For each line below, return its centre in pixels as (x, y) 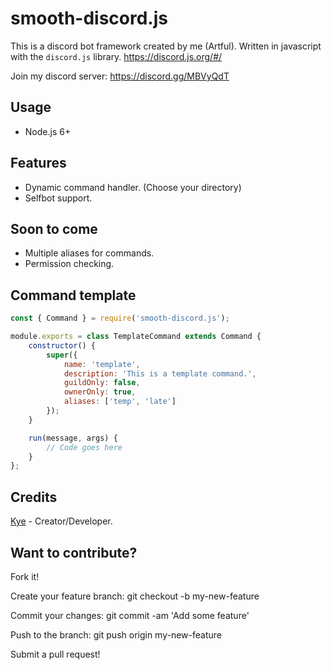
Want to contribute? (74, 552)
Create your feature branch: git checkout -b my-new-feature (135, 596)
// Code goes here (84, 447)
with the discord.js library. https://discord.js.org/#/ (116, 56)
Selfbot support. (58, 198)
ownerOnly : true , (100, 392)
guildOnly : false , (102, 383)
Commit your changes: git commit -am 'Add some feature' (130, 615)
